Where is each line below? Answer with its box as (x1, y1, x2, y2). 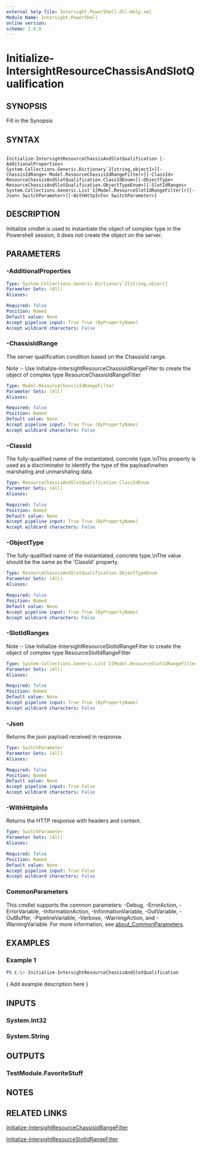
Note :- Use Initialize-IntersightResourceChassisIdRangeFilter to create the (6, 365, 191, 372)
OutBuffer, (6, 914, 32, 921)
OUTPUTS (6, 1051, 45, 1061)
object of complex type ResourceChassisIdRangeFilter (6, 371, 141, 378)
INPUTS (6, 998, 36, 1008)
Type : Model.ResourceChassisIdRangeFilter (6, 383, 114, 389)
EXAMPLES (6, 938, 50, 948)
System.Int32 (6, 1016, 47, 1024)
